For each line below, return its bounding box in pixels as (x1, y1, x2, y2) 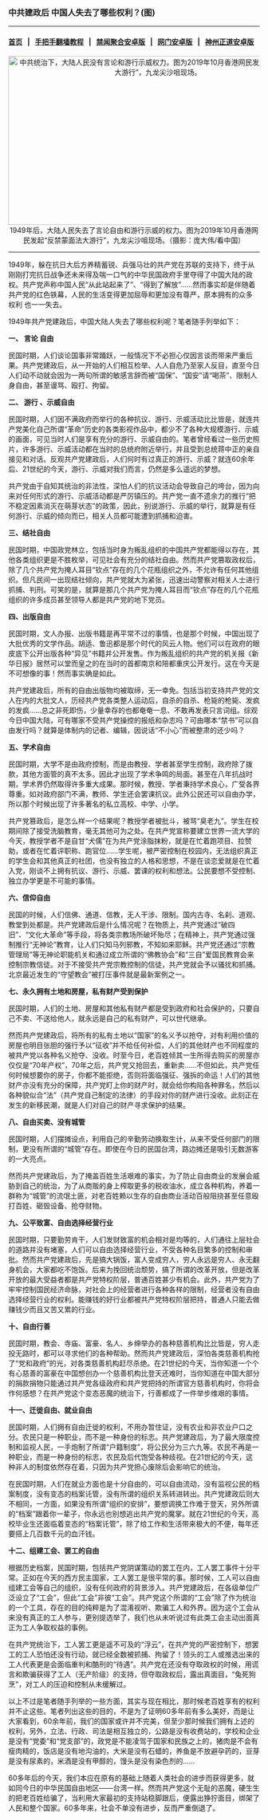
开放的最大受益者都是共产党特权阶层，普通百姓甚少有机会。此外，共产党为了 (8, 1274, 260, 1284)
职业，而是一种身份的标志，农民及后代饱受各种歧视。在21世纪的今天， (14, 1452, 246, 1461)
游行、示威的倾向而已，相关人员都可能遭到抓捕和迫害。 (14, 510, 197, 520)
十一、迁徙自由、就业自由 (8, 1405, 93, 1415)
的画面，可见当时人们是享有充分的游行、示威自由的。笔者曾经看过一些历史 (8, 434, 253, 443)
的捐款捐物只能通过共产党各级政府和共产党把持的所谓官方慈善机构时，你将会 (8, 1378, 260, 1388)
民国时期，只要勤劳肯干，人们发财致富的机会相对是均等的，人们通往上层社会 (8, 1235, 260, 1244)
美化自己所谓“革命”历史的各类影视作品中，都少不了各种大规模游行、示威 (22, 424, 259, 434)
